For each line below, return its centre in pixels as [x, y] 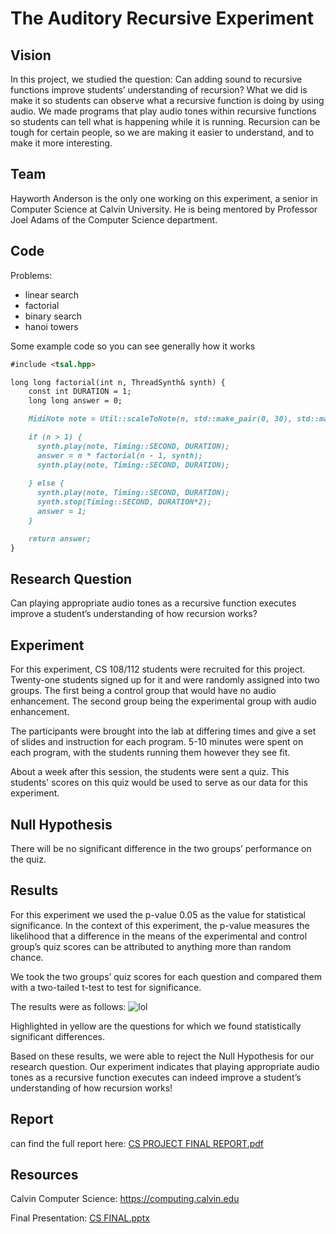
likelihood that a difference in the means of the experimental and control [159, 936]
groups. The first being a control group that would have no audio [143, 691]
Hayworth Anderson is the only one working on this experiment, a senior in [164, 198]
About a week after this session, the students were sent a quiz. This [150, 772]
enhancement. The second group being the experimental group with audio [163, 701]
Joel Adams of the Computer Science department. [114, 219]
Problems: [31, 275]
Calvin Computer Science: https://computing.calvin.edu [125, 1199]
